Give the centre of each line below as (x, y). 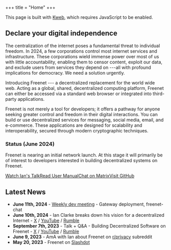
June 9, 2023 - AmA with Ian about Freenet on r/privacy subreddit (82, 237)
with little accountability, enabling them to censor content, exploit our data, (84, 62)
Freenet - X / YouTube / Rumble (46, 231)
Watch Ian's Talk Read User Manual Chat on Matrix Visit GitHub (70, 176)
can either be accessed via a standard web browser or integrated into (79, 94)
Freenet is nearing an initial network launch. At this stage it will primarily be (84, 155)
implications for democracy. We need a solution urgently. (65, 73)
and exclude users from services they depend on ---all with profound (78, 67)
